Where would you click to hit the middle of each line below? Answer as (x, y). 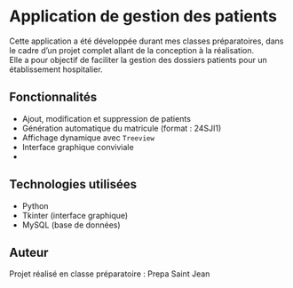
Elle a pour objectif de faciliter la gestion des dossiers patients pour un (139, 60)
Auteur (29, 252)
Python (35, 205)
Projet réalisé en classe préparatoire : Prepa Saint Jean (110, 274)
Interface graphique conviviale (78, 147)
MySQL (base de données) (71, 225)
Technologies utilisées (73, 184)
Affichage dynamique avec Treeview (88, 137)
